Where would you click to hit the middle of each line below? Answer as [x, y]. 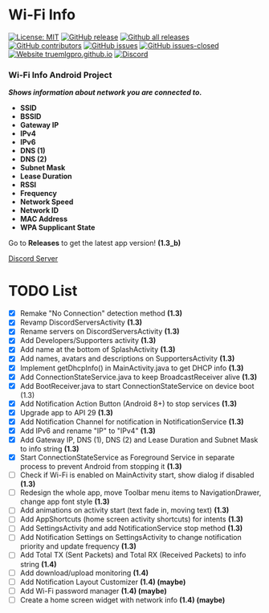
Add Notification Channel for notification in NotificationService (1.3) [132, 421]
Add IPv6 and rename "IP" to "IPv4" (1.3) [88, 431]
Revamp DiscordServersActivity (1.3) [81, 322]
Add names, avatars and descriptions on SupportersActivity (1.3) [127, 358]
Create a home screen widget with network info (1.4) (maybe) [122, 599]
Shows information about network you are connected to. [105, 92]
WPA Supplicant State [57, 227]
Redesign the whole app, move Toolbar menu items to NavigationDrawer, [141, 492]
